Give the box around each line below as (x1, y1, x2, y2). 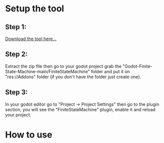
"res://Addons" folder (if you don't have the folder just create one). (5, 74, 141, 80)
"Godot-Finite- (122, 63, 153, 69)
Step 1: (5, 23, 27, 31)
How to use (5, 129, 53, 140)
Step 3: (5, 88, 28, 96)
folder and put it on (91, 68, 130, 74)
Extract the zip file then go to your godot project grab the (5, 63, 122, 69)
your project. (5, 112, 31, 118)
